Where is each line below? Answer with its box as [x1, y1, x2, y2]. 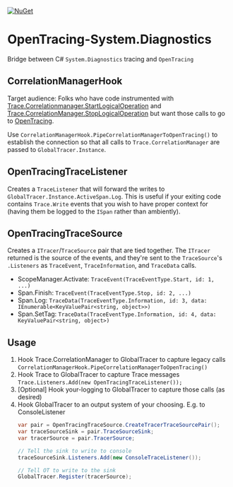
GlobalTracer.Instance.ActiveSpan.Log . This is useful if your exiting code [7, 192, 221, 201]
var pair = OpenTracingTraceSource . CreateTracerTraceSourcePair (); [17, 421, 221, 429]
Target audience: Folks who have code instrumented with [7, 94, 174, 102]
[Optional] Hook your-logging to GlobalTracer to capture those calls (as [17, 385, 225, 394]
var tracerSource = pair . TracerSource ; [17, 435, 136, 442]
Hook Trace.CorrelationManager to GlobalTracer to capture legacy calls [17, 356, 226, 364]
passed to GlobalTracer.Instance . [7, 145, 107, 153]
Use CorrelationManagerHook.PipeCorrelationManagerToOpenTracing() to [7, 130, 218, 139]
